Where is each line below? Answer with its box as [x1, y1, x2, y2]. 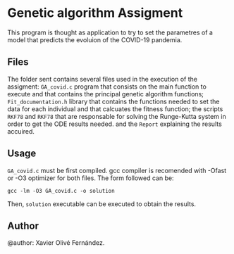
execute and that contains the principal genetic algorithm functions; [7, 89, 204, 98]
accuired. [7, 127, 35, 135]
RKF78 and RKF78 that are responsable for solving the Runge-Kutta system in [7, 112, 227, 120]
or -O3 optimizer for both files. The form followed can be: [7, 174, 174, 182]
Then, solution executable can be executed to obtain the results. [7, 199, 196, 208]
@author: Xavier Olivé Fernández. [7, 239, 105, 247]
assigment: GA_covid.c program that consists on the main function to [7, 82, 207, 91]
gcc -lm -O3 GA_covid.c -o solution [7, 187, 115, 194]
